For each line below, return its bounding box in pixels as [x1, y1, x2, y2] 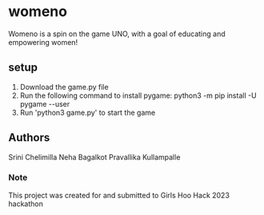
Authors [8, 131, 50, 144]
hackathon [8, 199, 44, 209]
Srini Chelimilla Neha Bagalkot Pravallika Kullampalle [8, 152, 181, 162]
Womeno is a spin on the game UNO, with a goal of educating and [8, 29, 226, 39]
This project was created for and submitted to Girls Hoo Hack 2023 [8, 190, 230, 200]
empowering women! [8, 37, 78, 47]
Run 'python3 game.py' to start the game [19, 107, 156, 117]
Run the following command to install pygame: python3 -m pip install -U [19, 91, 258, 100]
